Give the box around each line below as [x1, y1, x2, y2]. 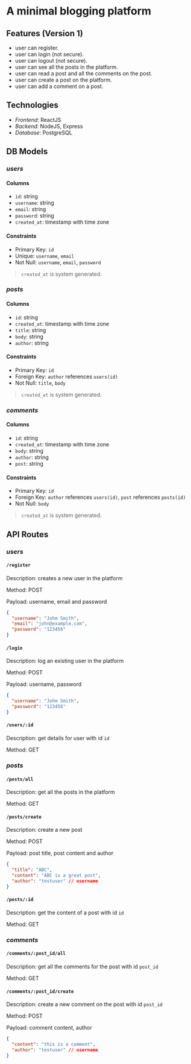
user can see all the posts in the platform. [14, 63, 118, 71]
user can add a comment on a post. [14, 83, 104, 90]
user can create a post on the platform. [14, 77, 113, 83]
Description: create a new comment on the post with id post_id [6, 1001, 163, 1008]
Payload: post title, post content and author [6, 849, 114, 857]
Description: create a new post [6, 826, 83, 834]
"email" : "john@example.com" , [11, 621, 87, 627]
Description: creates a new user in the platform [6, 574, 123, 581]
